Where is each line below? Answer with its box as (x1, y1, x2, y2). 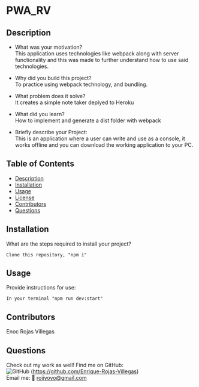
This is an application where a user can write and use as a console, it (14, 135, 186, 142)
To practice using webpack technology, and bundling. (14, 81, 148, 88)
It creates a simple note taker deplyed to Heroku (14, 99, 134, 106)
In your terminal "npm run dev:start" (6, 296, 103, 302)
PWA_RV (6, 4, 52, 17)
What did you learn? (14, 111, 65, 117)
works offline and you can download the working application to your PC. (14, 141, 194, 148)
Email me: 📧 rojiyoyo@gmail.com (6, 374, 87, 382)
